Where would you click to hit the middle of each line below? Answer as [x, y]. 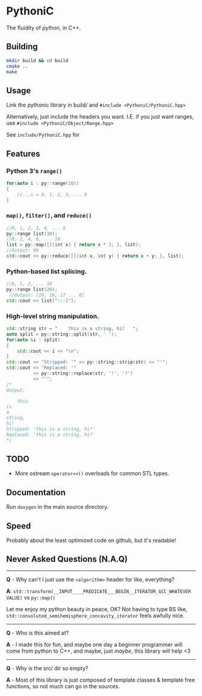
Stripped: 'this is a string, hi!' [51, 429]
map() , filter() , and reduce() [49, 216]
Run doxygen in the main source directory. [57, 507]
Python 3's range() [34, 171]
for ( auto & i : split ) [33, 340]
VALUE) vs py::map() [31, 597]
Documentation [36, 492]
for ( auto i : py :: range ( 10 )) [43, 183]
